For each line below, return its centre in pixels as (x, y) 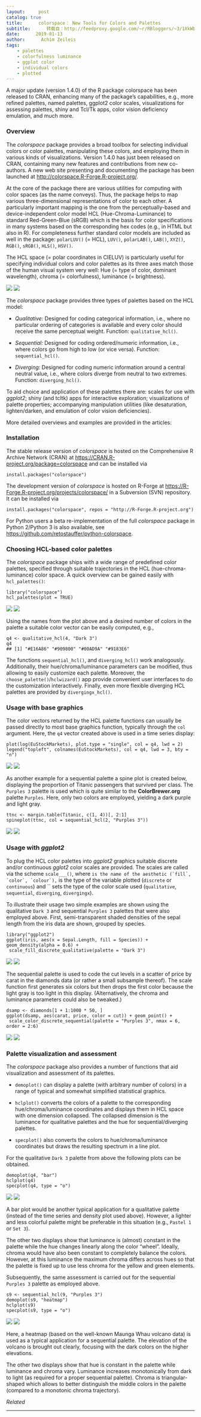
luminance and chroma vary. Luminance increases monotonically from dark (99, 1371)
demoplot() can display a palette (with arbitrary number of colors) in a (101, 1085)
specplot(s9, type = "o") (38, 1311)
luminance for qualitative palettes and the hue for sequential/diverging (101, 1122)
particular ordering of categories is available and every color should (98, 324)
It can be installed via (32, 499)
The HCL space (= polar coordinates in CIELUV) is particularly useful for (95, 257)
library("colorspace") (34, 592)
